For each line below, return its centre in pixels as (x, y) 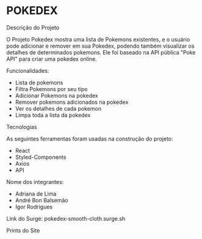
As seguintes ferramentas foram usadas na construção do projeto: (90, 139)
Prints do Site (23, 230)
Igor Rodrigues (34, 207)
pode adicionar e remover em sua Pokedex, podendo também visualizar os (100, 46)
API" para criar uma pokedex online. (52, 59)
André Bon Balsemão (41, 200)
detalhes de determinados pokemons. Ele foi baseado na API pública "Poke (101, 52)
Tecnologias (22, 127)
